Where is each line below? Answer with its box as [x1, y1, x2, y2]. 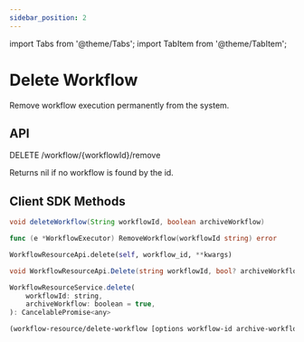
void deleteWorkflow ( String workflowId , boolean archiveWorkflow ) [9, 218, 265, 227]
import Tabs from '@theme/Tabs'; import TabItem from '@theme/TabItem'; [9, 38, 288, 49]
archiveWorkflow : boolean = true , [25, 299, 156, 309]
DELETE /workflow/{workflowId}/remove [9, 150, 161, 161]
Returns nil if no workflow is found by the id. [9, 167, 174, 178]
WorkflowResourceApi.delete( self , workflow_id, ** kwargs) [9, 250, 233, 259]
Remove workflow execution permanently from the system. [9, 100, 230, 110]
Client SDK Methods [9, 194, 126, 209]
